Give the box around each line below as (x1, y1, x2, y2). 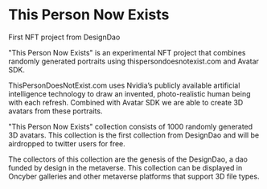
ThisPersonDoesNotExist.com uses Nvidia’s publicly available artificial (8, 80, 240, 90)
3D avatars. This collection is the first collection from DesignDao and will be (8, 130, 260, 140)
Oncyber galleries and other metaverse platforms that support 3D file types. (8, 171, 260, 181)
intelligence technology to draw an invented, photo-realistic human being (8, 88, 251, 98)
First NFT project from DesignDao (8, 32, 121, 42)
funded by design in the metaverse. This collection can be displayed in (8, 162, 243, 172)
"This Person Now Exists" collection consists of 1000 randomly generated (8, 121, 253, 131)
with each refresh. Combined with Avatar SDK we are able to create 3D (8, 97, 244, 107)
